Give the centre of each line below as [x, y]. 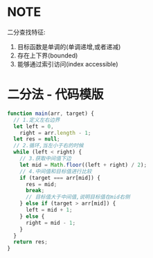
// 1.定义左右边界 [37, 120]
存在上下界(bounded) [47, 55]
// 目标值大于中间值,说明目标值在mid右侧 [78, 197]
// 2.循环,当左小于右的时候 [49, 146]
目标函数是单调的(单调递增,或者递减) [69, 46]
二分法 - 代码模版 [55, 95]
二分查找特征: [27, 32]
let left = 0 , [34, 126]
